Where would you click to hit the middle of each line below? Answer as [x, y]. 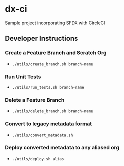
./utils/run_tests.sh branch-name [48, 87]
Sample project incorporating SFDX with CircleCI [55, 23]
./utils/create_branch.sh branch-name [53, 64]
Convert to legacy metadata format [49, 124]
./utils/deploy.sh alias [38, 159]
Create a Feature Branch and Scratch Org [56, 53]
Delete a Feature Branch [35, 100]
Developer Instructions [42, 39]
